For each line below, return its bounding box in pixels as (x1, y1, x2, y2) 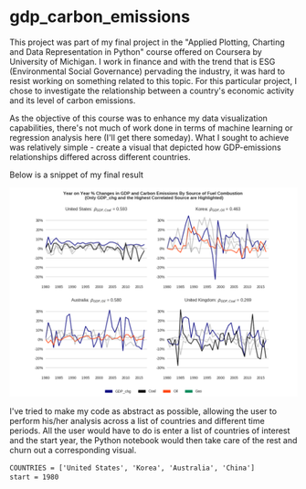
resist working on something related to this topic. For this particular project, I (9, 75, 297, 86)
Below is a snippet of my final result (9, 169, 144, 180)
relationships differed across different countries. (9, 151, 191, 162)
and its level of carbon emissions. (9, 94, 136, 106)
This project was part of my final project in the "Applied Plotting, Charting (9, 37, 285, 48)
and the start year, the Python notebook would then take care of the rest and (9, 435, 298, 446)
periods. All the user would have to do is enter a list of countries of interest (9, 425, 290, 436)
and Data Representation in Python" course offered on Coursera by (9, 46, 262, 57)
